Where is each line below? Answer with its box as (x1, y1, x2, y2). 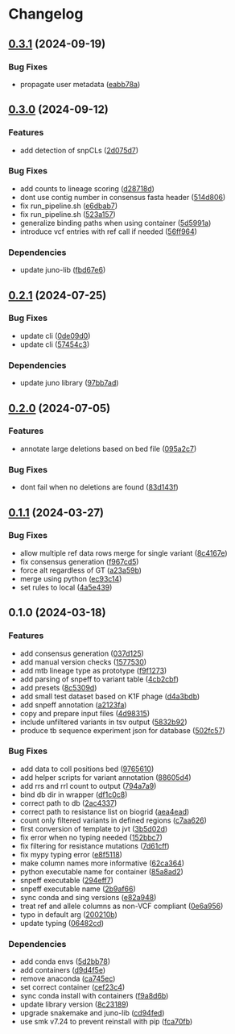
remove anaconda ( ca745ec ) (19, 974, 116, 984)
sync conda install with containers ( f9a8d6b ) (19, 991, 169, 1001)
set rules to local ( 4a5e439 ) (19, 582, 113, 592)
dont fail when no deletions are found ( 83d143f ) (19, 482, 179, 492)
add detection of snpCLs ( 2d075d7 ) (19, 145, 139, 155)
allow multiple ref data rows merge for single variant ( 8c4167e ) (19, 548, 228, 557)
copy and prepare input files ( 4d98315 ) (19, 708, 150, 718)
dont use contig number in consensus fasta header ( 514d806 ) (19, 192, 226, 202)
